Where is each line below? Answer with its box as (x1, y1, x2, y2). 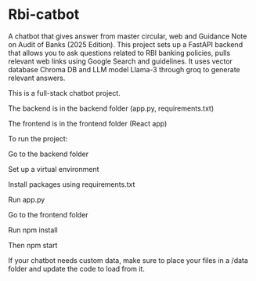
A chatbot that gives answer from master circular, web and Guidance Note (8, 31, 247, 41)
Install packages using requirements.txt (8, 179, 135, 189)
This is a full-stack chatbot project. (8, 88, 121, 97)
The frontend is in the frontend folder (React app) (8, 119, 168, 128)
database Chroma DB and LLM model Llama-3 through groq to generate (8, 64, 240, 74)
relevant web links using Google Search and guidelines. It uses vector (8, 57, 233, 66)
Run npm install (8, 225, 58, 235)
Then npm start (8, 240, 58, 250)
